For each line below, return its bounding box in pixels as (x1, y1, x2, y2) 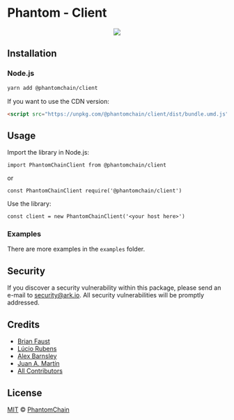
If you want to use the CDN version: (7, 97, 110, 105)
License (7, 387, 42, 398)
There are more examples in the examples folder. (7, 245, 145, 254)
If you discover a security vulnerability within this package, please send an (7, 283, 221, 292)
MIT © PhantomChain (7, 405, 70, 414)
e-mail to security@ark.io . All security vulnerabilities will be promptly (7, 291, 204, 300)
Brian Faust (17, 337, 50, 345)
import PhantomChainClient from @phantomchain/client (7, 162, 167, 169)
